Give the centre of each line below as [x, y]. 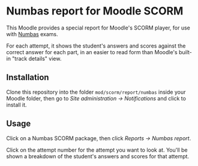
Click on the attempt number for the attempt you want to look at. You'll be [97, 150]
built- [185, 52]
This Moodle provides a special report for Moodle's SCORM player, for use [98, 28]
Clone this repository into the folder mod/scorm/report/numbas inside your [96, 92]
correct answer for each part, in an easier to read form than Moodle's [92, 52]
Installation [28, 77]
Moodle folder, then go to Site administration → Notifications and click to [96, 98]
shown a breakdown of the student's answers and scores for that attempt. [98, 156]
